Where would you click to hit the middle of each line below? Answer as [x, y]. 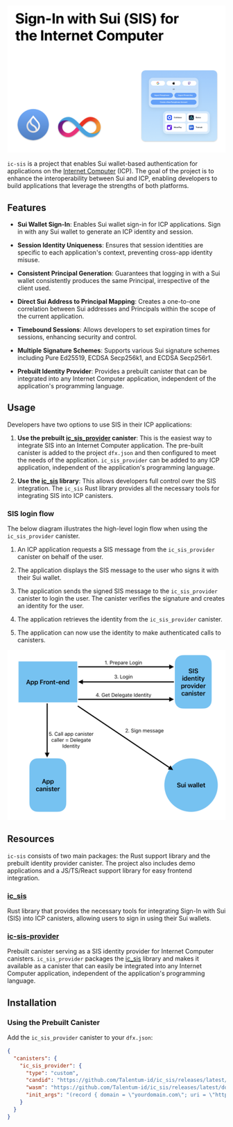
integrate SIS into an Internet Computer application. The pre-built [110, 445]
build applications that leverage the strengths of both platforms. [98, 186]
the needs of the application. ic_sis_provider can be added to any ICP [118, 460]
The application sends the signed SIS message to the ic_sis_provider [118, 591]
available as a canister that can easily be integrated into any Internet [105, 966]
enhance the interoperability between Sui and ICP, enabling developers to [112, 178]
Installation [32, 1003]
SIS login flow [31, 513]
